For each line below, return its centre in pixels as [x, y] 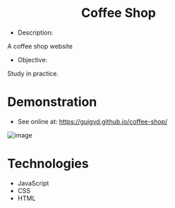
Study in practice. [33, 73]
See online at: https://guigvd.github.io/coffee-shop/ [92, 121]
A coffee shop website [40, 46]
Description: [35, 32]
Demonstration [52, 102]
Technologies [48, 164]
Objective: [32, 60]
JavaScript [33, 183]
